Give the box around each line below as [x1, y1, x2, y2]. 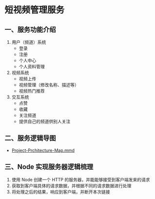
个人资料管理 [19, 64, 45, 69]
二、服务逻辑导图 [4, 134, 56, 142]
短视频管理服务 [4, 4, 65, 16]
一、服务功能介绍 [4, 25, 56, 34]
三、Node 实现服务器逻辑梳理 [4, 163, 94, 171]
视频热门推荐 [19, 88, 45, 94]
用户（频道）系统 [11, 40, 46, 45]
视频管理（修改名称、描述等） [19, 82, 79, 88]
